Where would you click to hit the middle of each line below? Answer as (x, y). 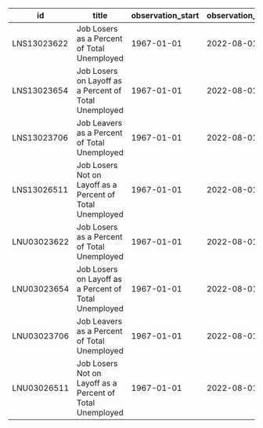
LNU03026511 (41, 388)
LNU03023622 (41, 241)
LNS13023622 (40, 44)
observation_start (165, 15)
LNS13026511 (40, 190)
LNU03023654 (41, 289)
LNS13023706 (40, 138)
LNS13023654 (40, 91)
